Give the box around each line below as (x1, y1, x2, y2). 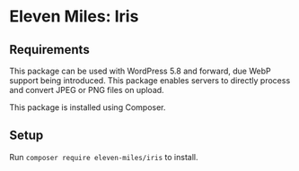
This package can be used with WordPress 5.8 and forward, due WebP (9, 65, 271, 76)
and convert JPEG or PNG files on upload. (9, 85, 164, 95)
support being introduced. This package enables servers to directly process (9, 75, 291, 86)
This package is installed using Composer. (9, 102, 166, 113)
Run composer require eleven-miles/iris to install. (9, 151, 198, 162)
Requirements (9, 42, 90, 57)
